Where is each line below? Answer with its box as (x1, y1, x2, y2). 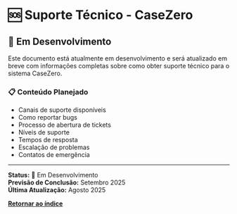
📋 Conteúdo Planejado (8, 87, 89, 96)
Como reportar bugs (18, 113, 78, 122)
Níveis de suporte (18, 128, 70, 137)
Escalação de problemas (18, 143, 90, 151)
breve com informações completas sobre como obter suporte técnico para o (8, 62, 230, 70)
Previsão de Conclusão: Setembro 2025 (8, 178, 126, 187)
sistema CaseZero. (8, 69, 63, 77)
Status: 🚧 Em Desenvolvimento (8, 171, 98, 180)
